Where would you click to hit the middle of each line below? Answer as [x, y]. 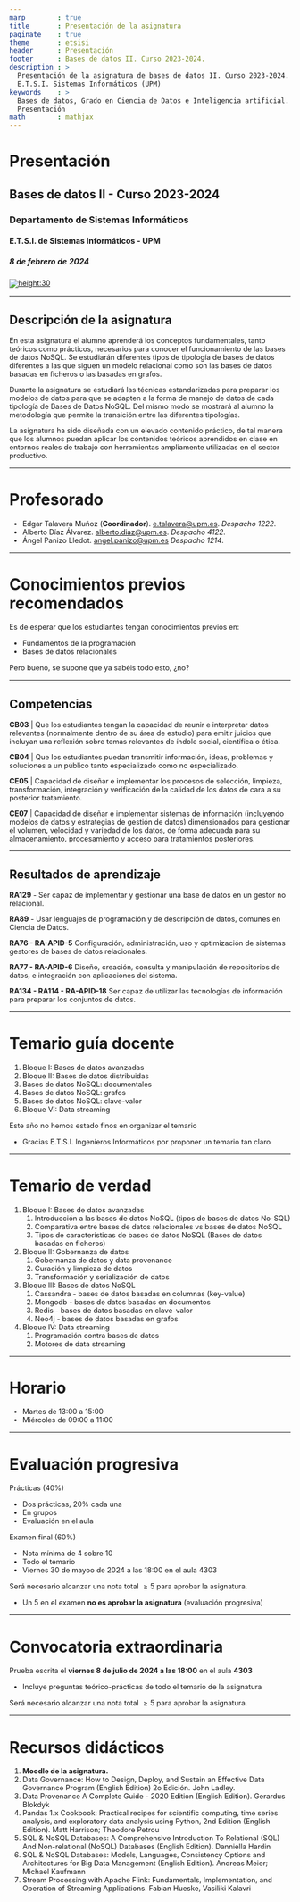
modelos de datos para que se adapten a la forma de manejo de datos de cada [142, 398]
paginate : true [46, 34]
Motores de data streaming [80, 1344]
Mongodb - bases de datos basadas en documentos [123, 1302]
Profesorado [57, 499]
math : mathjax [51, 117]
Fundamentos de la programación [79, 644]
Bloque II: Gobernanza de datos [75, 1252]
